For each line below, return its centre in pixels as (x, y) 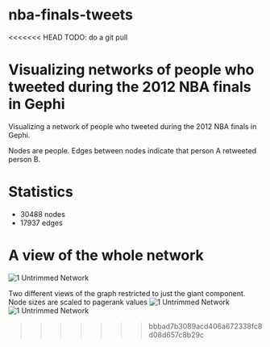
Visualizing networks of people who (131, 70)
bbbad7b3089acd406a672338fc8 (206, 326)
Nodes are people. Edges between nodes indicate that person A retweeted (132, 150)
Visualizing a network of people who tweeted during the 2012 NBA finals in (133, 126)
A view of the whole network (106, 255)
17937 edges (41, 223)
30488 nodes (43, 214)
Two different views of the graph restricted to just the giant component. (127, 293)
